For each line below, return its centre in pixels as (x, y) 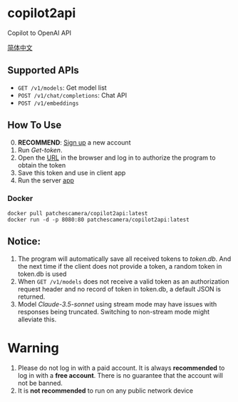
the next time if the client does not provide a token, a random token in (120, 266)
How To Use (35, 125)
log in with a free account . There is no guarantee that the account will (120, 375)
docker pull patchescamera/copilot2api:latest (78, 213)
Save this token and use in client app (72, 172)
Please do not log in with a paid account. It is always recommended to (121, 368)
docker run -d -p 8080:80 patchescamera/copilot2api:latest (99, 220)
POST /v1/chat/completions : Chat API (72, 95)
